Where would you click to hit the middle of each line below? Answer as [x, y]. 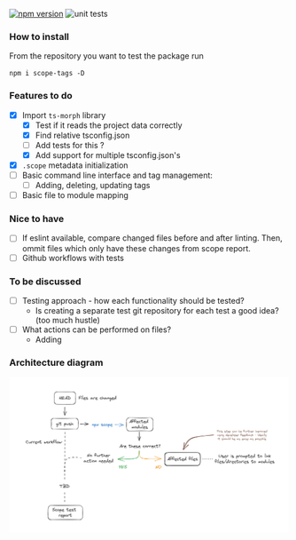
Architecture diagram [56, 362]
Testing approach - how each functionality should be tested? [133, 300]
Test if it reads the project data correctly [109, 125]
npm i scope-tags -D [47, 74]
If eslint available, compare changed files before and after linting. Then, [152, 238]
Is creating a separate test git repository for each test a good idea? [157, 310]
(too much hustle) [67, 320]
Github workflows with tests [73, 258]
